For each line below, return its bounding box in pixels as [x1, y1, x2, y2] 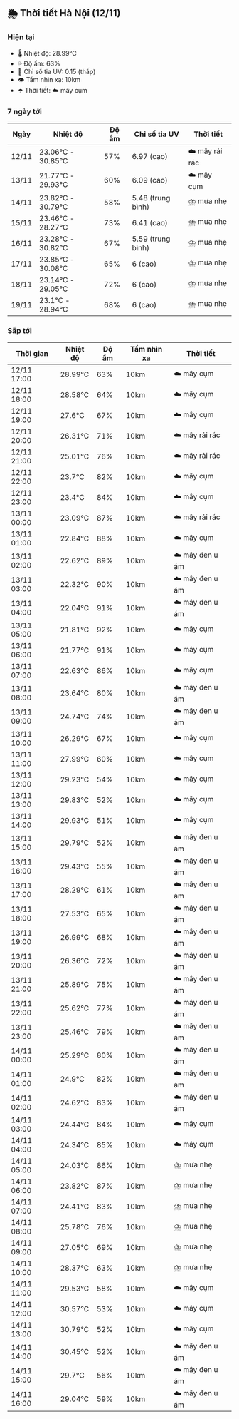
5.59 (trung [132, 234, 171, 244]
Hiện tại [7, 32, 35, 42]
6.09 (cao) [132, 175, 169, 185]
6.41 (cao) [132, 217, 169, 227]
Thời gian [15, 349, 48, 359]
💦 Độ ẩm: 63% [17, 59, 60, 68]
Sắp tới [7, 325, 32, 335]
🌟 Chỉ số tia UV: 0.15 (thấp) [17, 67, 96, 76]
